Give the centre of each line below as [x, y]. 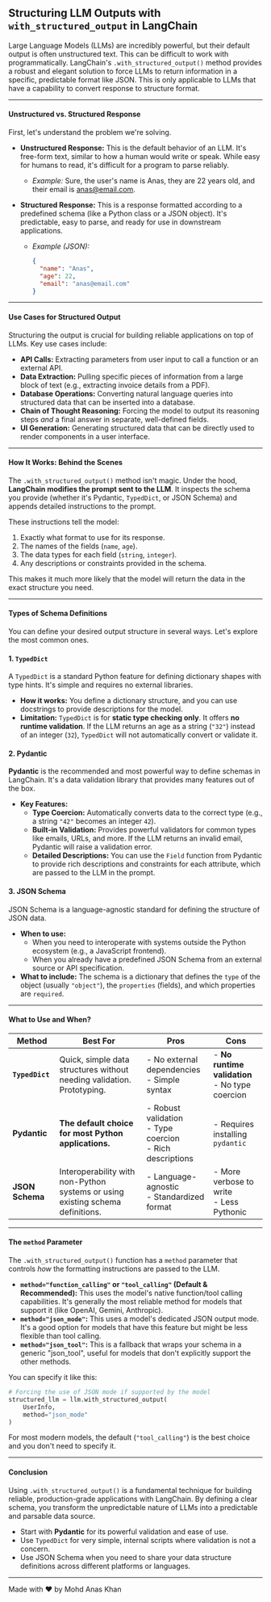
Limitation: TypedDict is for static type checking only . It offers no [130, 718]
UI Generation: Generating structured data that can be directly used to [137, 428]
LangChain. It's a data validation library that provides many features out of [131, 780]
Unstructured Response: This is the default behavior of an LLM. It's [133, 148]
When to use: [43, 933]
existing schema [90, 1201]
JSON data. [27, 918]
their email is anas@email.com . [83, 190]
